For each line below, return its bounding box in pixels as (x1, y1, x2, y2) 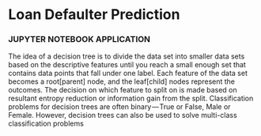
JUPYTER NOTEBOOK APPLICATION (8, 34, 151, 45)
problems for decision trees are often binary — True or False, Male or (8, 102, 231, 111)
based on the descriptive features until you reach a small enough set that (8, 60, 247, 70)
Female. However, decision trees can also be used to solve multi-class (8, 111, 237, 120)
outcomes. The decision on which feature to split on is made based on (8, 85, 237, 95)
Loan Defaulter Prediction (8, 6, 180, 24)
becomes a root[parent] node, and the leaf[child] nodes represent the (8, 77, 236, 86)
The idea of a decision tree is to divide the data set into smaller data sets (8, 51, 245, 61)
